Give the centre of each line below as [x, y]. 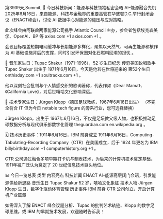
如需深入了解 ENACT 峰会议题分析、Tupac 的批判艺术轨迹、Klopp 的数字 [78, 205]
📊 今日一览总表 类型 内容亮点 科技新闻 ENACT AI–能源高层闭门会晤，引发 [78, 175]
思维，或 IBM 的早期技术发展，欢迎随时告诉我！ [57, 211]
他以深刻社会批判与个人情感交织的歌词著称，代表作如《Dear [65, 85]
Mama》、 [135, 85]
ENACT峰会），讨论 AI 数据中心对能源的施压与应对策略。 [70, 20]
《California [16, 91]
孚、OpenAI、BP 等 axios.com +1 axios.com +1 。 [55, 36]
